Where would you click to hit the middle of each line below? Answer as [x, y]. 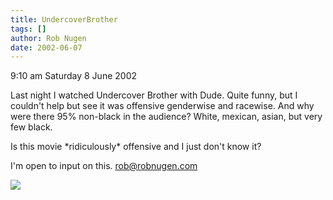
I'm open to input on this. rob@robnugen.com [104, 166]
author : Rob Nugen [48, 38]
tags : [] [28, 29]
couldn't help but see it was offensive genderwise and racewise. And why [162, 106]
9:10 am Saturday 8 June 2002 [73, 76]
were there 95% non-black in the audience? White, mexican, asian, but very [166, 117]
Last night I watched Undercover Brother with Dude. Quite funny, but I [154, 95]
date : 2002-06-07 [46, 47]
